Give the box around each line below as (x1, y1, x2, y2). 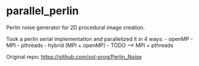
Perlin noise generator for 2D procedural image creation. (6, 24, 145, 31)
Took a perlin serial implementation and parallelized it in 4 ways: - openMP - (6, 35, 194, 42)
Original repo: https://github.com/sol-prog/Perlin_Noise (6, 53, 142, 60)
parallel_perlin (6, 4, 79, 18)
